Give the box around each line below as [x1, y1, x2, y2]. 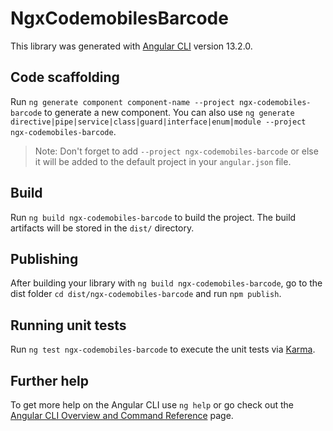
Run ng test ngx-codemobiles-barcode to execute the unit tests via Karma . [10, 343, 316, 356]
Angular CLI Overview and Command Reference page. [10, 410, 234, 421]
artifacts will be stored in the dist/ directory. [10, 222, 195, 234]
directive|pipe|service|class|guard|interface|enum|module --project [10, 117, 307, 127]
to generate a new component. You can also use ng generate [44, 106, 295, 118]
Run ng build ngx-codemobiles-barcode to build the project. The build [10, 211, 297, 223]
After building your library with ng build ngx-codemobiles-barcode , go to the [10, 277, 323, 289]
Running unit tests [10, 317, 127, 334]
